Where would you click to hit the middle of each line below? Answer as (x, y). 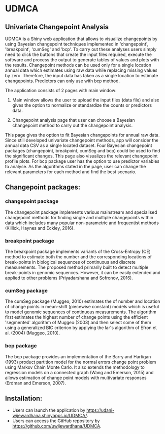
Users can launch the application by (49, 410)
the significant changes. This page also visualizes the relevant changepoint (81, 156)
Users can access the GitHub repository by (56, 421)
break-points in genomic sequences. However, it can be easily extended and (83, 272)
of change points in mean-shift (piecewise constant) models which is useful (82, 307)
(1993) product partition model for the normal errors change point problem (81, 362)
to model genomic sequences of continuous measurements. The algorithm (81, 312)
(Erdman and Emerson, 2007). (36, 383)
